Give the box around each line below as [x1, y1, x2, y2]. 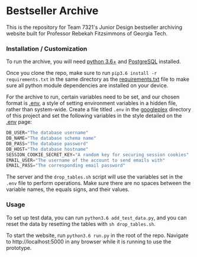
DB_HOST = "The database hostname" [6, 146, 89, 152]
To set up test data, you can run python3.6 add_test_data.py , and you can [6, 214, 187, 221]
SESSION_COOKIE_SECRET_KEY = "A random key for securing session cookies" [6, 151, 189, 157]
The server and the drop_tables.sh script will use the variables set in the [6, 173, 183, 180]
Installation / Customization [6, 44, 88, 52]
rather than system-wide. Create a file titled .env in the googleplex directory [6, 106, 191, 113]
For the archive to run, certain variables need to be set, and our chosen [6, 93, 180, 101]
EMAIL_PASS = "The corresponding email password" [6, 163, 126, 169]
